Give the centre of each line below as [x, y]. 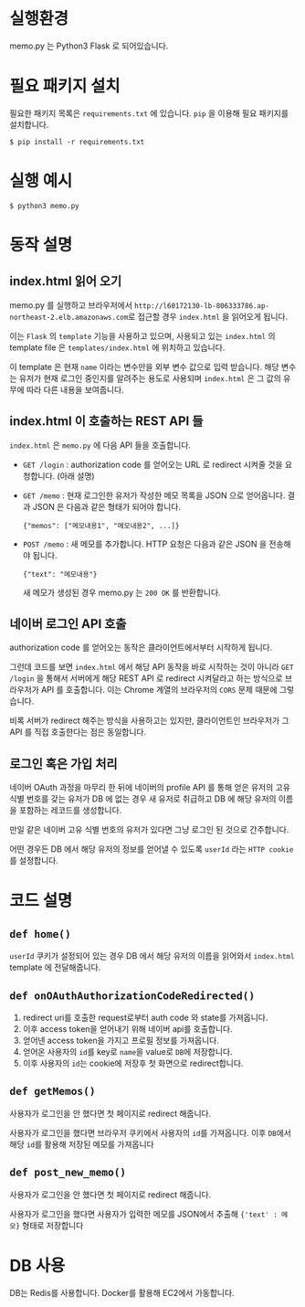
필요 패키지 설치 [65, 86]
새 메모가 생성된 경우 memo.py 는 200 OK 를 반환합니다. [121, 592]
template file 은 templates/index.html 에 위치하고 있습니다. [117, 347]
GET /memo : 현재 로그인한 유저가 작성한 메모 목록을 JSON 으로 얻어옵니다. [154, 495]
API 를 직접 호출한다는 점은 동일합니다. [78, 732]
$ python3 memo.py [44, 206]
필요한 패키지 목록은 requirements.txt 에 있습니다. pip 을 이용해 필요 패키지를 [149, 113]
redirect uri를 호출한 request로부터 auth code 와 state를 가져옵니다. [145, 1018]
